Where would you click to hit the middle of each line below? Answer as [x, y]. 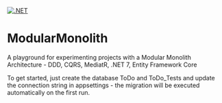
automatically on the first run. [49, 92]
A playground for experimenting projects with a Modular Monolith [99, 57]
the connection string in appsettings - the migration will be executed [103, 85]
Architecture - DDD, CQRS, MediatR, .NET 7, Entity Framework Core [102, 65]
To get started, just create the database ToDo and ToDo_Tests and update [111, 78]
